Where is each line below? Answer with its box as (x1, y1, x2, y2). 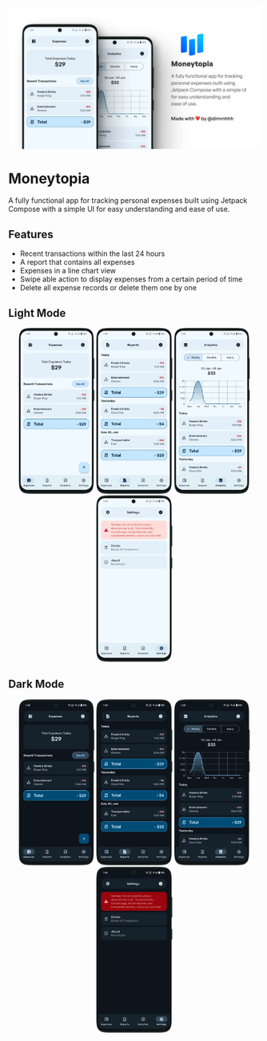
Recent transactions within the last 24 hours (19, 249, 165, 258)
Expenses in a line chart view (19, 266, 117, 276)
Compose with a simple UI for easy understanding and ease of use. (8, 205, 230, 214)
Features (8, 227, 54, 241)
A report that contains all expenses (19, 257, 135, 267)
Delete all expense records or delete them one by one (19, 283, 197, 293)
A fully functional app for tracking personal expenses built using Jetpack (8, 196, 248, 205)
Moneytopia (8, 169, 90, 188)
